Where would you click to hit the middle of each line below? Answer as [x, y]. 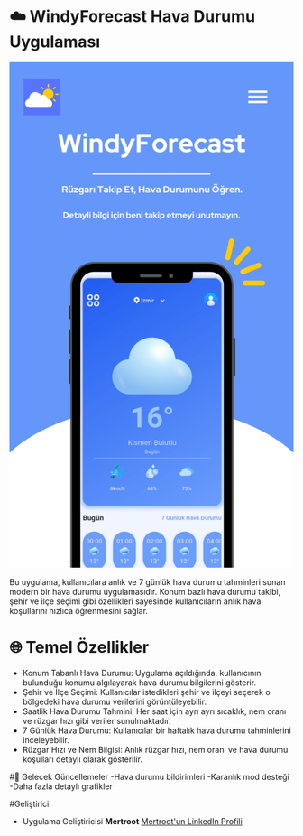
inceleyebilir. [46, 739]
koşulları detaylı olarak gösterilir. [82, 759]
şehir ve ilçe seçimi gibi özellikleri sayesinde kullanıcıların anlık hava [135, 601]
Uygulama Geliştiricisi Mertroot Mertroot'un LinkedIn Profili [133, 821]
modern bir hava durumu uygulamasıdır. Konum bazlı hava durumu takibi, [145, 591]
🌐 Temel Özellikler [79, 648]
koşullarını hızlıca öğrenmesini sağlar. [79, 610]
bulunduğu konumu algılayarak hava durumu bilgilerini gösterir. [139, 683]
